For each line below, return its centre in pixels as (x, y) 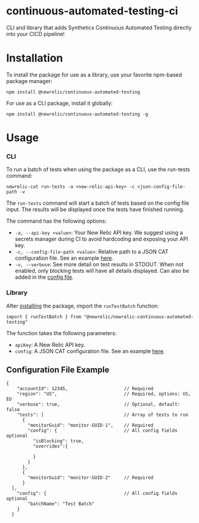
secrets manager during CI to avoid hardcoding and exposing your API (101, 239)
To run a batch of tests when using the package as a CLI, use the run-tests (98, 169)
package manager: (29, 81)
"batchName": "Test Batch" (61, 504)
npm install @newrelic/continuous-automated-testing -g (77, 114)
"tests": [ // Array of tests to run (102, 415)
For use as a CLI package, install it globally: (59, 103)
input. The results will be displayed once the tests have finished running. (95, 209)
